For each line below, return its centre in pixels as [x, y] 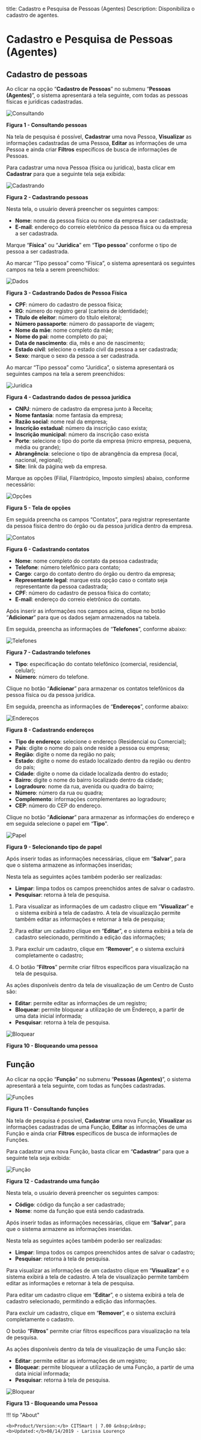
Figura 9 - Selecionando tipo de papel [54, 847]
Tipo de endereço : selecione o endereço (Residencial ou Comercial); [100, 741]
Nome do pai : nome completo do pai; [61, 336]
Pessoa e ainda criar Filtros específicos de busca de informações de [92, 149]
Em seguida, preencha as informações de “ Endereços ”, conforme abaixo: [97, 706]
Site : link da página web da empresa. [61, 466]
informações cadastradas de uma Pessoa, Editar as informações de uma [97, 143]
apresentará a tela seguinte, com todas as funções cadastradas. [86, 1085]
